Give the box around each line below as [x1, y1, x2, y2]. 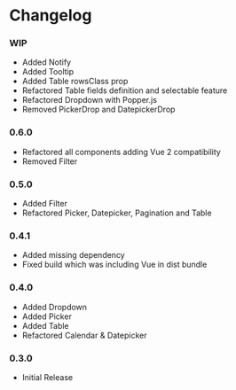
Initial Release [21, 371, 74, 382]
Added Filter [21, 199, 68, 209]
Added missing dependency [21, 250, 126, 261]
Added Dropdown [21, 301, 87, 312]
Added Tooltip [21, 66, 75, 77]
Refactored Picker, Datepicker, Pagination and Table [21, 207, 212, 218]
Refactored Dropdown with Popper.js [21, 95, 158, 105]
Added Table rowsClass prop [21, 76, 129, 87]
